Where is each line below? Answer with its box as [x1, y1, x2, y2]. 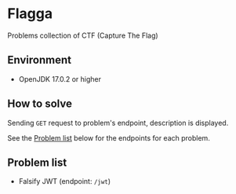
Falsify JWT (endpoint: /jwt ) [18, 177, 111, 186]
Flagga [7, 5, 53, 23]
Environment [7, 53, 72, 67]
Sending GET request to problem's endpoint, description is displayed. [7, 118, 229, 127]
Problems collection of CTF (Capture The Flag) [7, 31, 158, 40]
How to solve [7, 97, 72, 111]
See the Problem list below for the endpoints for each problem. [7, 133, 211, 142]
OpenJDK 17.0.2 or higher [18, 74, 102, 83]
